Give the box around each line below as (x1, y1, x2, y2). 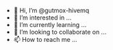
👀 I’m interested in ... (13, 14, 72, 22)
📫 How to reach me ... (13, 36, 77, 43)
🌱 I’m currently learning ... (13, 21, 87, 28)
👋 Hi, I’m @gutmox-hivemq (13, 7, 90, 14)
